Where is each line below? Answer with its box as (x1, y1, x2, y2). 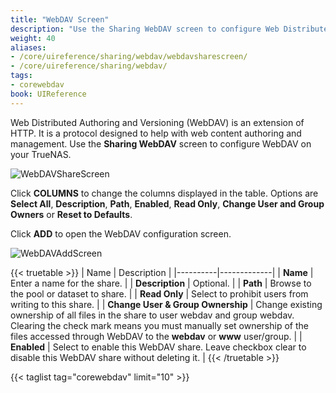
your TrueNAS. (10, 148, 72, 160)
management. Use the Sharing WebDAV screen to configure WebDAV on (10, 137, 312, 150)
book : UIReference (10, 89, 87, 99)
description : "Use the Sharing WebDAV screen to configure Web (10, 24, 280, 34)
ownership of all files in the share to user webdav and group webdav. (10, 309, 295, 321)
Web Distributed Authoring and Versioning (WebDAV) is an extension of (10, 116, 305, 128)
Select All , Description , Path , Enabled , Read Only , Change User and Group (10, 197, 325, 210)
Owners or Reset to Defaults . (10, 208, 133, 220)
